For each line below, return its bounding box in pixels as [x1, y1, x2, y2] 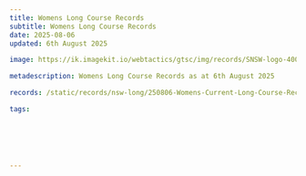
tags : [9, 105, 30, 114]
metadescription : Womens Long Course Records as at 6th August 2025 [9, 72, 275, 81]
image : [9, 56, 35, 65]
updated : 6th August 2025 [9, 38, 107, 48]
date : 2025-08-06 [9, 30, 76, 39]
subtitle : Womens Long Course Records [9, 22, 157, 31]
